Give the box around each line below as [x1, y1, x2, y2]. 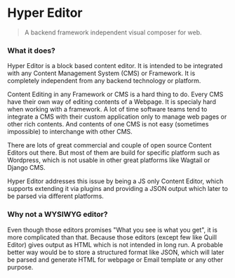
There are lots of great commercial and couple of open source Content [7, 141, 212, 150]
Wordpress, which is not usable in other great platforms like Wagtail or [7, 156, 210, 164]
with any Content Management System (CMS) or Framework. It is [7, 69, 196, 78]
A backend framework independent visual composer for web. [24, 28, 202, 37]
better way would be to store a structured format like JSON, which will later [7, 248, 224, 256]
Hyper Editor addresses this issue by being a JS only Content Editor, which [7, 177, 224, 185]
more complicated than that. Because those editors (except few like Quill [7, 233, 217, 241]
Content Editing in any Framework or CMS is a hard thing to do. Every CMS [7, 90, 224, 99]
